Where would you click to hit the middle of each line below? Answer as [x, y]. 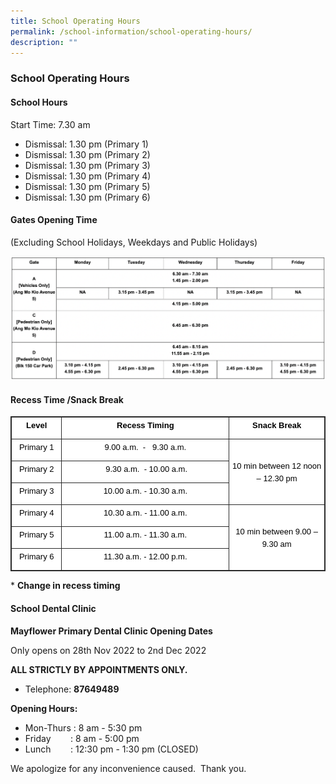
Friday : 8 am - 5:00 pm [82, 738]
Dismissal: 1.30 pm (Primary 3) [87, 165]
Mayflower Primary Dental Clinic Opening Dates [111, 631]
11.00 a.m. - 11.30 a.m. [145, 535]
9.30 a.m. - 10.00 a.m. [146, 469]
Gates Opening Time [54, 220]
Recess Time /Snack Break [67, 399]
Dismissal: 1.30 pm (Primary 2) [87, 154]
